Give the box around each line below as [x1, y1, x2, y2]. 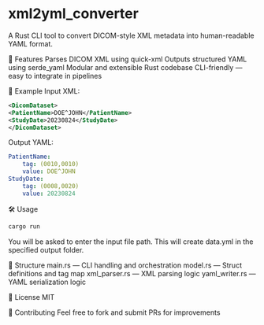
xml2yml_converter [8, 5, 139, 23]
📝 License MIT [8, 292, 55, 301]
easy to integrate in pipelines [8, 71, 102, 80]
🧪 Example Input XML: [8, 86, 80, 95]
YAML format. [8, 39, 54, 48]
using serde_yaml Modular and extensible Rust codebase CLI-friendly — [8, 62, 243, 72]
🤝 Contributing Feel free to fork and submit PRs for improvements [8, 308, 221, 317]
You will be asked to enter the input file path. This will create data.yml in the [8, 237, 254, 246]
